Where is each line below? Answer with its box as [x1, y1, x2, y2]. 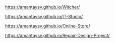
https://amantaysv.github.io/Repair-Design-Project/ [5, 33, 110, 38]
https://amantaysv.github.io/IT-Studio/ [5, 14, 83, 19]
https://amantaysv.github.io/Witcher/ [5, 4, 80, 10]
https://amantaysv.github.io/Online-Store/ [5, 23, 90, 29]
